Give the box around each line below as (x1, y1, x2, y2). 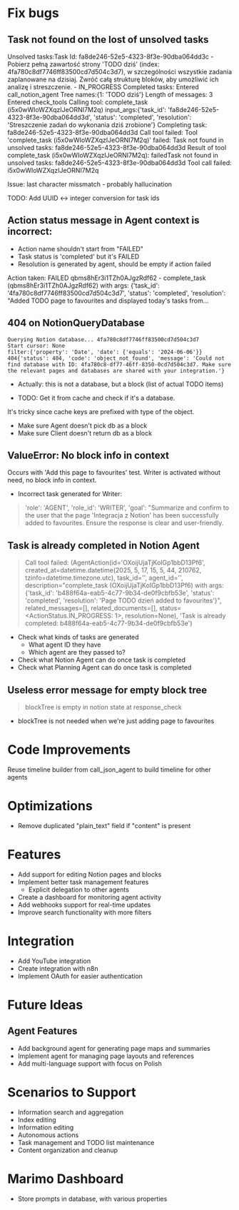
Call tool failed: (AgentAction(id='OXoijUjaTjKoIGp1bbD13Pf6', (24, 558, 205, 567)
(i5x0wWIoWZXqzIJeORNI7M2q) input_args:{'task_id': (7, 106, 166, 114)
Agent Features (7, 1025, 78, 1037)
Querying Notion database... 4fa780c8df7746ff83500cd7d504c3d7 (7, 336, 200, 343)
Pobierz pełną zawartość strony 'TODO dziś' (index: (7, 60, 160, 69)
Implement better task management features (17, 877, 149, 886)
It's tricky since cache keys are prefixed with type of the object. (7, 407, 195, 415)
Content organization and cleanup (17, 1146, 118, 1154)
